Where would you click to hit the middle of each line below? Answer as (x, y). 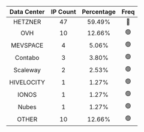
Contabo (27, 57)
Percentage (99, 12)
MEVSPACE (27, 45)
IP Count (63, 12)
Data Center (27, 12)
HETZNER (27, 22)
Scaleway (27, 70)
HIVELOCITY (27, 82)
